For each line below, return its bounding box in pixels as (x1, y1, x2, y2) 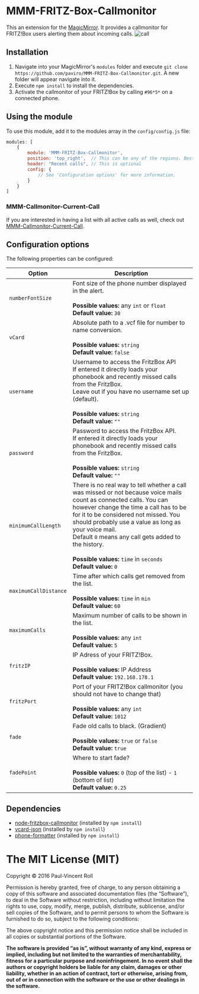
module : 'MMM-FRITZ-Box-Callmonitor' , (27, 150, 123, 156)
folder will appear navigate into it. (14, 75, 97, 82)
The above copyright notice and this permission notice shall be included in (6, 927, 188, 934)
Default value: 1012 (72, 712, 127, 721)
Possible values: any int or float (72, 301, 166, 310)
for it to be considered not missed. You (72, 511, 181, 519)
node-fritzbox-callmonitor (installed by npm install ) (14, 820, 142, 827)
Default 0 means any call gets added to (72, 533, 181, 541)
